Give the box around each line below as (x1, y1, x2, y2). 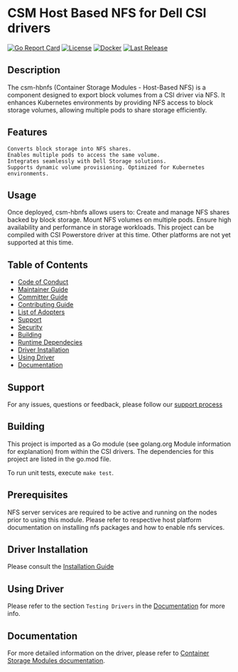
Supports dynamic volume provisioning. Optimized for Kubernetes (7, 163, 205, 171)
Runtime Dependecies (17, 338, 83, 347)
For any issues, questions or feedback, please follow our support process (7, 400, 223, 408)
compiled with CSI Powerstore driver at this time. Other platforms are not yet (7, 231, 231, 239)
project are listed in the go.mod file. (7, 455, 112, 463)
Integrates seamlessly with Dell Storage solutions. (7, 158, 167, 165)
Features (7, 126, 48, 139)
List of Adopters (17, 308, 65, 317)
